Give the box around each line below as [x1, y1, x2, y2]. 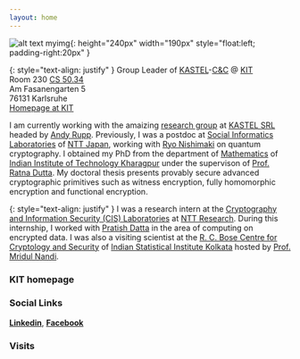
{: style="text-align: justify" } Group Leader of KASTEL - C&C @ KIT [9, 64, 254, 75]
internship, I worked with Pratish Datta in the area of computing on [9, 222, 254, 233]
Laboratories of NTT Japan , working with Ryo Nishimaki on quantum [9, 138, 262, 149]
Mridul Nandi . [9, 251, 60, 262]
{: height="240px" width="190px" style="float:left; [70, 38, 256, 48]
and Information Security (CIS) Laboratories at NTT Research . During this [9, 213, 279, 223]
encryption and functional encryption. [9, 186, 149, 196]
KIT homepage [9, 273, 75, 286]
